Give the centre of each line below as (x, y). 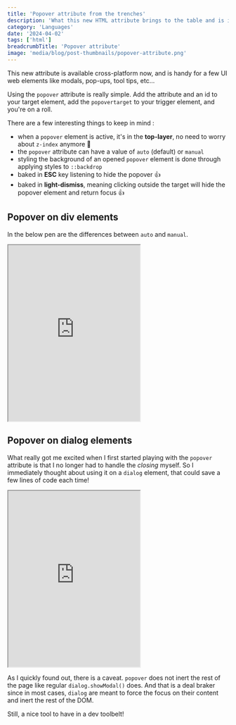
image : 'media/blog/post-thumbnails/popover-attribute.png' (97, 54)
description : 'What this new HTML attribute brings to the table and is (116, 20)
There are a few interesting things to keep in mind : (81, 123)
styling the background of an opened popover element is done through (119, 159)
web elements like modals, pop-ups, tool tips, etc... (81, 80)
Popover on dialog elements (70, 441)
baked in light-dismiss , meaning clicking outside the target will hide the (122, 185)
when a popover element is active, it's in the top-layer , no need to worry (122, 136)
